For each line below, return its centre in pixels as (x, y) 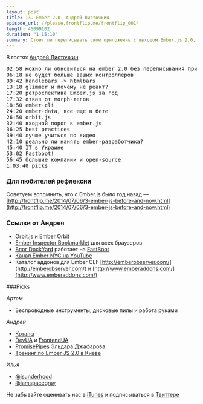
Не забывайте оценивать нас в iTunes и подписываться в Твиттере (93, 394)
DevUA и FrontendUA (42, 340)
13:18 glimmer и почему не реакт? (57, 87)
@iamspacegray (35, 383)
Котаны (24, 333)
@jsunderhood (34, 376)
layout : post (23, 12)
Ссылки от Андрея (35, 223)
